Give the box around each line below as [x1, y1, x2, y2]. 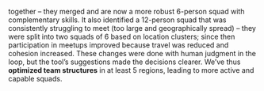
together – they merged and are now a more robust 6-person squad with [8, 7, 245, 16]
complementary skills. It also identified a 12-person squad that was [8, 15, 227, 25]
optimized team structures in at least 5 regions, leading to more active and [8, 66, 254, 74]
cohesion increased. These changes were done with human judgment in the [8, 49, 256, 58]
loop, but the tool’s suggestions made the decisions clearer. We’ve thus [8, 57, 241, 66]
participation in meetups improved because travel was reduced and [8, 40, 229, 50]
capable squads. [8, 74, 63, 83]
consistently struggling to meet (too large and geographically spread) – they [8, 24, 256, 32]
